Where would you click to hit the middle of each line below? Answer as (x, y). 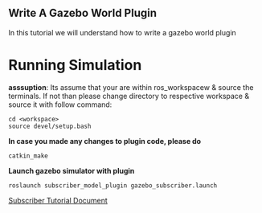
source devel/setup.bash (50, 126)
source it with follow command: (60, 104)
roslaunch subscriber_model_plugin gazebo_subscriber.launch (113, 185)
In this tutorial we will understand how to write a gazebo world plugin (123, 32)
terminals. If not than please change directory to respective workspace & (129, 96)
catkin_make (28, 156)
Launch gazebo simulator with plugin (72, 170)
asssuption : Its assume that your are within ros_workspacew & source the (131, 87)
